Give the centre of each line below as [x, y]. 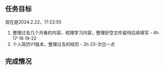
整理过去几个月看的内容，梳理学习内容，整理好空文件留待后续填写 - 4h [86, 32]
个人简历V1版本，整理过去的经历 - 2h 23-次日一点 [64, 44]
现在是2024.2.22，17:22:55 [33, 22]
